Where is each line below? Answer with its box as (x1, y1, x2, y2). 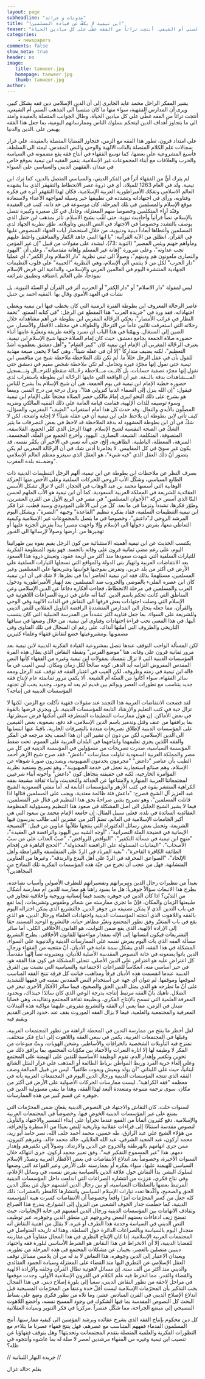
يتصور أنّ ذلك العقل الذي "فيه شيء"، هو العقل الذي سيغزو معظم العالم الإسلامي (7, 451, 189, 458)
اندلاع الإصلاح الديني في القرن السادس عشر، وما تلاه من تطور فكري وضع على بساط (7, 1291, 197, 1298)
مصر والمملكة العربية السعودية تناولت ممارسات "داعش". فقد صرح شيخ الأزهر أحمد (7, 751, 195, 757)
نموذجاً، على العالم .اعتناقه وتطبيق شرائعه (7, 272, 101, 279)
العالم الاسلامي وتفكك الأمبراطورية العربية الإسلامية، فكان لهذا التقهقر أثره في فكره (7, 188, 195, 195)
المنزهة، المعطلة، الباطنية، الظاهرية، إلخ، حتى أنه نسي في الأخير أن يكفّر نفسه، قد (7, 438, 191, 445)
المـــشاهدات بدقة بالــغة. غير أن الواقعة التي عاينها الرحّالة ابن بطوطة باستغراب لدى (7, 373, 196, 380)
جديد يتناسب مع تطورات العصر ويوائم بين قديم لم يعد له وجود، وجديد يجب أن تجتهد (7, 681, 193, 687)
